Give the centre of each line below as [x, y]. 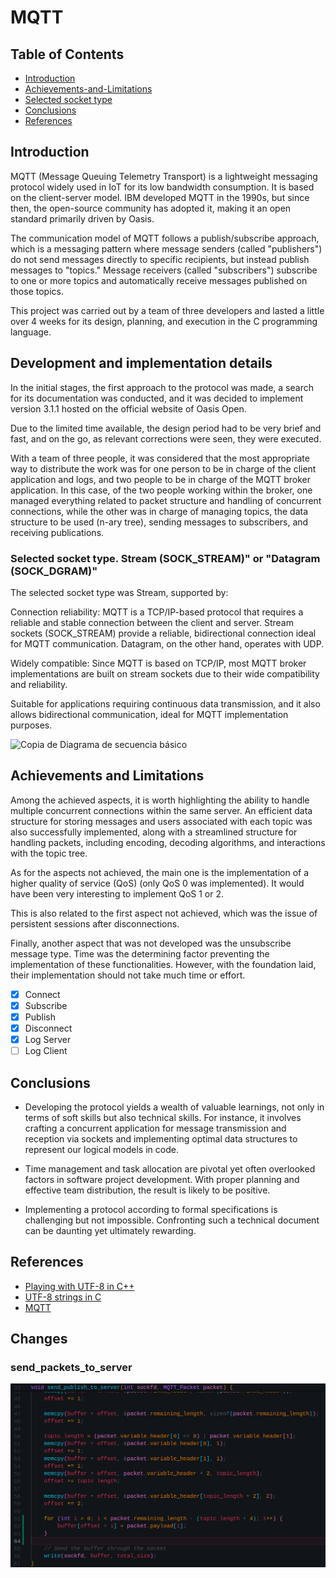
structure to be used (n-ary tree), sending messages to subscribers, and [159, 522]
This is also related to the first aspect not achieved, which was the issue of [164, 913]
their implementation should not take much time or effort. [128, 975]
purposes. [31, 725]
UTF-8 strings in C [63, 1297]
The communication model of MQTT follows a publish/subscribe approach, [165, 238]
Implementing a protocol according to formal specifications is [151, 1209]
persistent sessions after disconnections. [95, 923]
